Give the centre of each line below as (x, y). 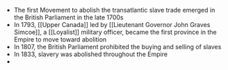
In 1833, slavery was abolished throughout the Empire (91, 54)
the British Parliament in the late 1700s (68, 17)
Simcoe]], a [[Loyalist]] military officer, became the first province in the (115, 32)
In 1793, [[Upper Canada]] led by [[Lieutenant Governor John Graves (112, 25)
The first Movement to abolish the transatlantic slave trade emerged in (114, 10)
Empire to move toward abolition (60, 40)
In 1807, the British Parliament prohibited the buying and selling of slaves (117, 47)
